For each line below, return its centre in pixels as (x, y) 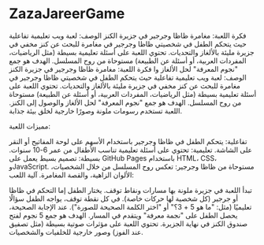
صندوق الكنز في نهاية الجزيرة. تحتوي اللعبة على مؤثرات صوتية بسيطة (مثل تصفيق (128, 223)
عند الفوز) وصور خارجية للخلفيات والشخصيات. (76, 232)
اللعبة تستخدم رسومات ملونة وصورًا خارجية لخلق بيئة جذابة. (96, 110)
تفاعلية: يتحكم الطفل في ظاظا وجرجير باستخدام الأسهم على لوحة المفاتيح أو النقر (128, 141)
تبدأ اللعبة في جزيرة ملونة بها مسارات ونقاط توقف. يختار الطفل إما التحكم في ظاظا (131, 190)
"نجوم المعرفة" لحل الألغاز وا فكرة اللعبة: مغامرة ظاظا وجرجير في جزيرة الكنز (124, 69)
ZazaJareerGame (67, 14)
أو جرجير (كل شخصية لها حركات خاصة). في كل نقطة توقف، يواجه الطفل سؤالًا (124, 199)
